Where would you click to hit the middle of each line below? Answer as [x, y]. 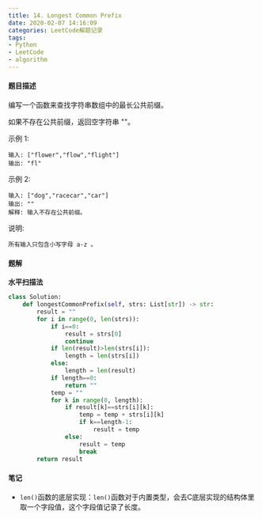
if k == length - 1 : [106, 422]
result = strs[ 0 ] [93, 334]
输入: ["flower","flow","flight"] [64, 155]
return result [60, 459]
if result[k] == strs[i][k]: [109, 407]
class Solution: [35, 297]
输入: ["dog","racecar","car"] [59, 196]
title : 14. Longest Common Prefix [65, 15]
